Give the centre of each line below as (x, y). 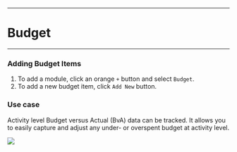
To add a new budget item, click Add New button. (87, 87)
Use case (24, 105)
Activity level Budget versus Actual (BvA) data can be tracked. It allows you (116, 120)
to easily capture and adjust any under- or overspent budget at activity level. (119, 127)
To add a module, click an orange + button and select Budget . (106, 79)
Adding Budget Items (44, 63)
